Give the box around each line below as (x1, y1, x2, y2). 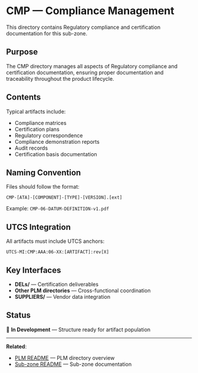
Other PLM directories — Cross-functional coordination (14, 287, 151, 294)
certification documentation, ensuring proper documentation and (6, 69, 164, 76)
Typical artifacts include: (6, 108, 66, 115)
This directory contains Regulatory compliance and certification (6, 24, 161, 31)
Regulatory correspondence (14, 131, 83, 139)
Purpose (6, 47, 38, 57)
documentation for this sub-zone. (6, 29, 88, 37)
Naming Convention (6, 167, 81, 177)
